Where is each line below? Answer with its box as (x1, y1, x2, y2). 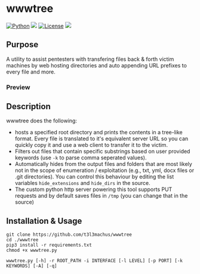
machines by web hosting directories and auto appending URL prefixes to (6, 61, 187, 69)
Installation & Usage (6, 215, 82, 226)
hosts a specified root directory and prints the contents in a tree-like (14, 129, 183, 136)
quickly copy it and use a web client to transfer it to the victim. (14, 141, 168, 149)
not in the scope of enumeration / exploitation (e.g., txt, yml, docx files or (14, 167, 195, 174)
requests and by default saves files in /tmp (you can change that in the (14, 192, 188, 199)
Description (6, 101, 51, 112)
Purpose (6, 39, 39, 50)
